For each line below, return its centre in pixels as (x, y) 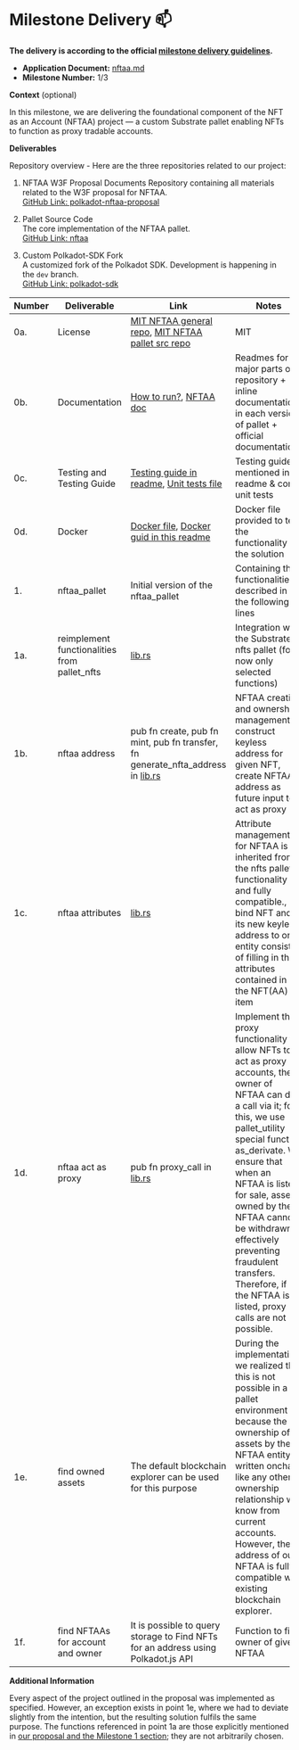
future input (260, 797)
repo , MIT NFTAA (166, 332)
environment (262, 1410)
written (250, 1465)
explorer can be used (175, 1477)
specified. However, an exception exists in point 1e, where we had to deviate (149, 1707)
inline (246, 391)
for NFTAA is (262, 846)
